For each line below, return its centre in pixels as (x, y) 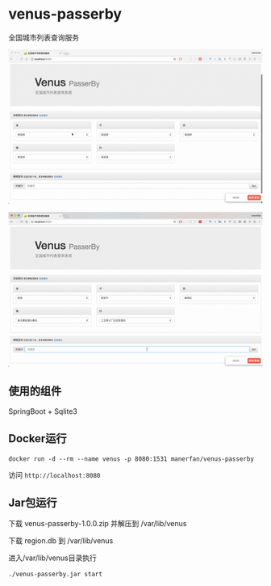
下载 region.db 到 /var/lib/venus (61, 541)
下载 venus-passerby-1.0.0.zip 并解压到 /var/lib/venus (98, 524)
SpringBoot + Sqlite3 (43, 411)
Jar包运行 (33, 503)
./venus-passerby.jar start (56, 575)
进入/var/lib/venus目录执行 (52, 558)
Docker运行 (38, 438)
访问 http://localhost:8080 (54, 474)
